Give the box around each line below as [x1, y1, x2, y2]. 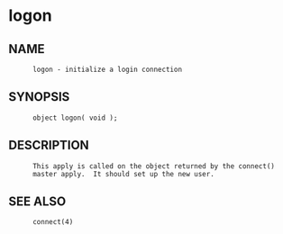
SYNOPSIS [8, 89, 70, 104]
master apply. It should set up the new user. [32, 169, 215, 178]
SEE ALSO [8, 194, 67, 210]
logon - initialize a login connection [32, 65, 182, 74]
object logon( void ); [32, 113, 118, 122]
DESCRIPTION [8, 138, 89, 153]
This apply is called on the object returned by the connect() [32, 161, 276, 171]
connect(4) [32, 218, 74, 227]
